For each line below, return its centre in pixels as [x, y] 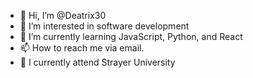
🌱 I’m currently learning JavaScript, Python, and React [131, 36]
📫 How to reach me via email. [82, 48]
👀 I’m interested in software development [104, 26]
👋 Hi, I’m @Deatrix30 [63, 15]
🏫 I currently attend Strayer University [97, 62]
